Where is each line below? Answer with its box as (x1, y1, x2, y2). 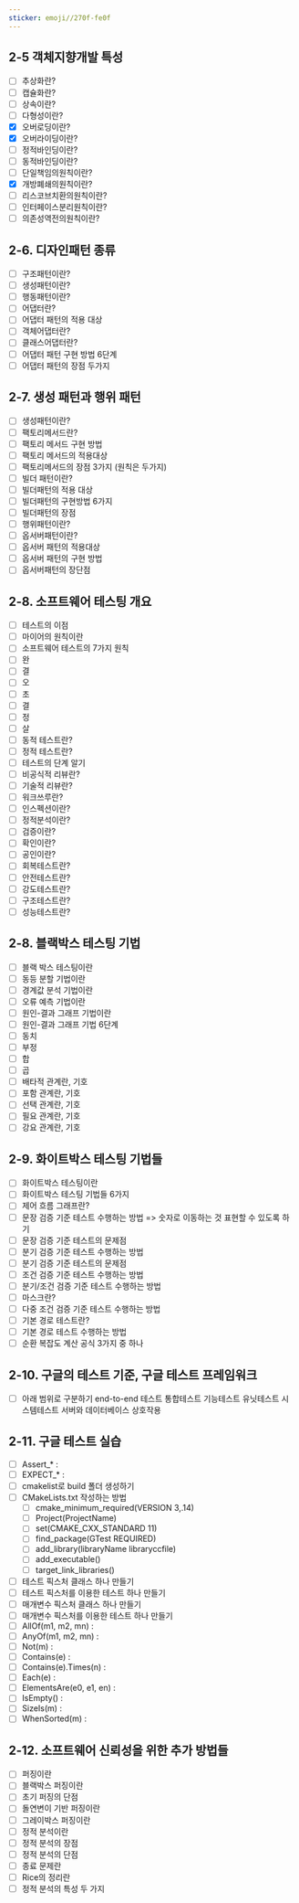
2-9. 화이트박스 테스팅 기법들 (8, 1151, 163, 1166)
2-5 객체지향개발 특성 (8, 49, 124, 65)
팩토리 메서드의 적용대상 (21, 450, 108, 461)
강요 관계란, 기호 (21, 1122, 81, 1133)
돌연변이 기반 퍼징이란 (21, 1802, 101, 1814)
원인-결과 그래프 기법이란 (21, 1007, 111, 1018)
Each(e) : (21, 1672, 57, 1683)
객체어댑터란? (21, 325, 71, 336)
